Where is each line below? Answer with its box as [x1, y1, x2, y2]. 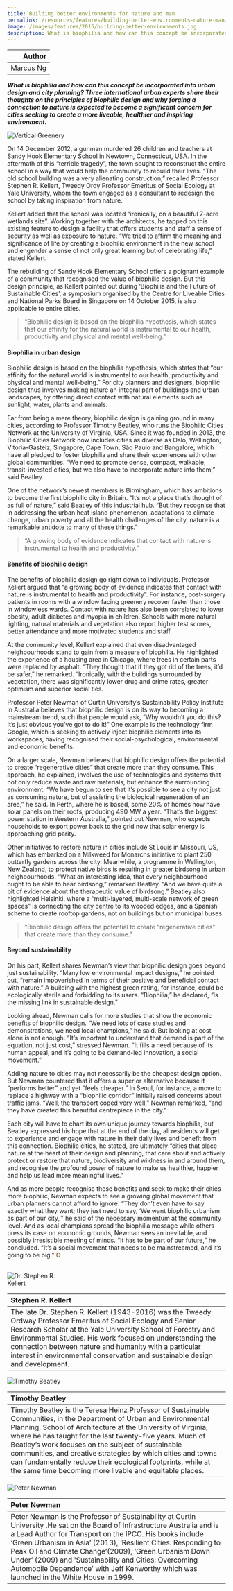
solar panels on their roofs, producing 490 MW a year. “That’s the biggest [7, 807, 218, 816]
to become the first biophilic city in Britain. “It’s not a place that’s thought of [7, 494, 223, 502]
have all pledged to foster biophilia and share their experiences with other [7, 451, 218, 459]
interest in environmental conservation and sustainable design [10, 1350, 213, 1360]
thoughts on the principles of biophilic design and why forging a [7, 96, 196, 104]
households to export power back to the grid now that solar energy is [7, 822, 205, 830]
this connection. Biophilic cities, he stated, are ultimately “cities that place [7, 1142, 218, 1150]
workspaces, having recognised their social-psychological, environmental [7, 734, 218, 743]
